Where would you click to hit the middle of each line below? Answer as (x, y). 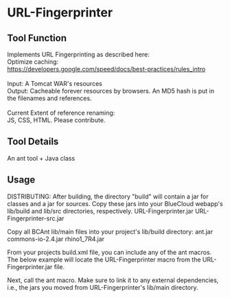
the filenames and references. (49, 98)
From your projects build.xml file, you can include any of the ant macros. (110, 252)
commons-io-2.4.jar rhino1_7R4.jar (56, 239)
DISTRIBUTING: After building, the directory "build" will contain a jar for (108, 196)
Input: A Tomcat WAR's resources (55, 83)
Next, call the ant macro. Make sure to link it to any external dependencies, (113, 280)
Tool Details (33, 142)
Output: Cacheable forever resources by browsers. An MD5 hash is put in (111, 91)
